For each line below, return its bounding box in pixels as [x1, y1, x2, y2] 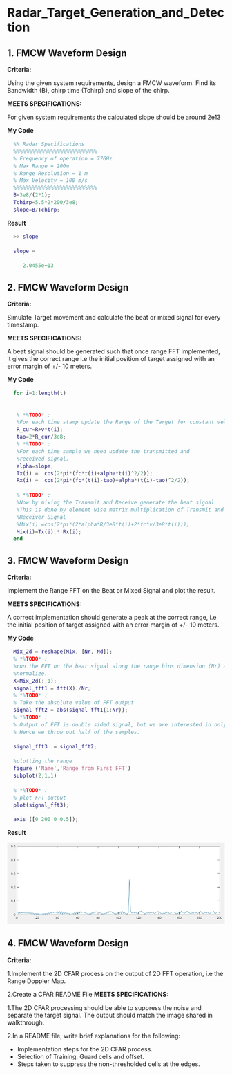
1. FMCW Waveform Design [7, 47, 127, 59]
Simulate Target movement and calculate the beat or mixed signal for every [7, 313, 221, 321]
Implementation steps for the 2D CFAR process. [17, 1045, 153, 1053]
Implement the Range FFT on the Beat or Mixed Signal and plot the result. [7, 587, 216, 595]
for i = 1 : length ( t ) [13, 389, 67, 396]
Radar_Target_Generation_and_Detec [7, 5, 225, 21]
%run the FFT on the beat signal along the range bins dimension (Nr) [13, 663, 221, 670]
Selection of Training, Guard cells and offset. [17, 1052, 144, 1060]
